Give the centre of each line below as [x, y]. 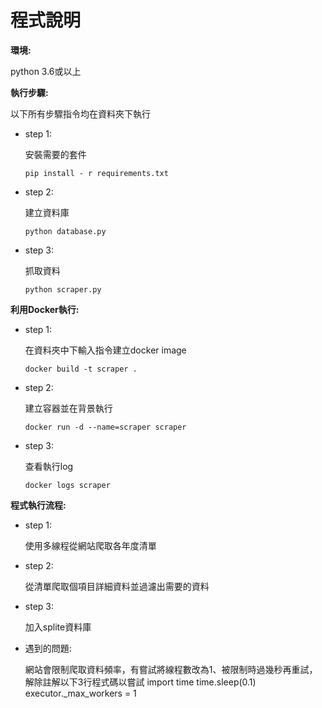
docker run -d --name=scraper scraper [105, 427]
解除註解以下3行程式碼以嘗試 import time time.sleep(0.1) [140, 682]
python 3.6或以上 [46, 71]
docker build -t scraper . [81, 369]
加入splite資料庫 [58, 627]
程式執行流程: [38, 505]
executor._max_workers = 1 [80, 693]
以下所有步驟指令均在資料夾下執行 [80, 113]
